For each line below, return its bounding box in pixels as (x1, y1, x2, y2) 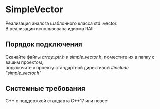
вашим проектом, (5, 59, 44, 65)
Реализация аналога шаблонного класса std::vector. (5, 20, 118, 26)
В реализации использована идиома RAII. (5, 25, 95, 31)
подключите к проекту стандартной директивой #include (5, 64, 129, 70)
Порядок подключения (5, 40, 82, 49)
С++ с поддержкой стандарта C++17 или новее (5, 97, 108, 104)
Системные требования (5, 84, 86, 93)
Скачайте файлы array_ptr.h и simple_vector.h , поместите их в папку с (5, 53, 155, 60)
